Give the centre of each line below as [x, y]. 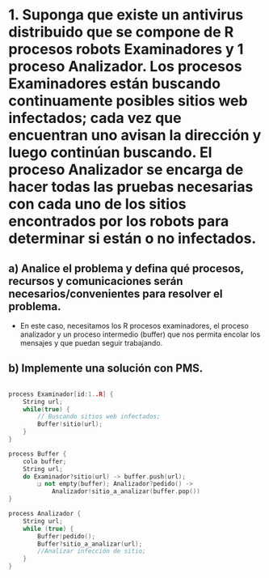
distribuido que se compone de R [121, 32]
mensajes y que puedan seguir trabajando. [91, 343]
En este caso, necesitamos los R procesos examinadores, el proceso [134, 326]
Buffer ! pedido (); [66, 536]
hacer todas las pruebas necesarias [131, 187]
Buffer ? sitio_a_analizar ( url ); [90, 544]
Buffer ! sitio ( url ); [70, 424]
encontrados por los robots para [119, 221]
